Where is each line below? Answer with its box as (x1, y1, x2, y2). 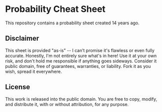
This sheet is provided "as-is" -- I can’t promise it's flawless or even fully (5, 47, 155, 53)
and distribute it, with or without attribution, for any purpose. (5, 101, 129, 107)
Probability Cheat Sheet (5, 3, 106, 15)
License (5, 83, 30, 91)
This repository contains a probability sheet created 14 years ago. (5, 20, 140, 26)
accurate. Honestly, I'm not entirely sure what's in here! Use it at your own (5, 53, 157, 58)
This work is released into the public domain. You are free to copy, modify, (5, 96, 158, 102)
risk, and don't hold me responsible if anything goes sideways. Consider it (5, 58, 157, 64)
